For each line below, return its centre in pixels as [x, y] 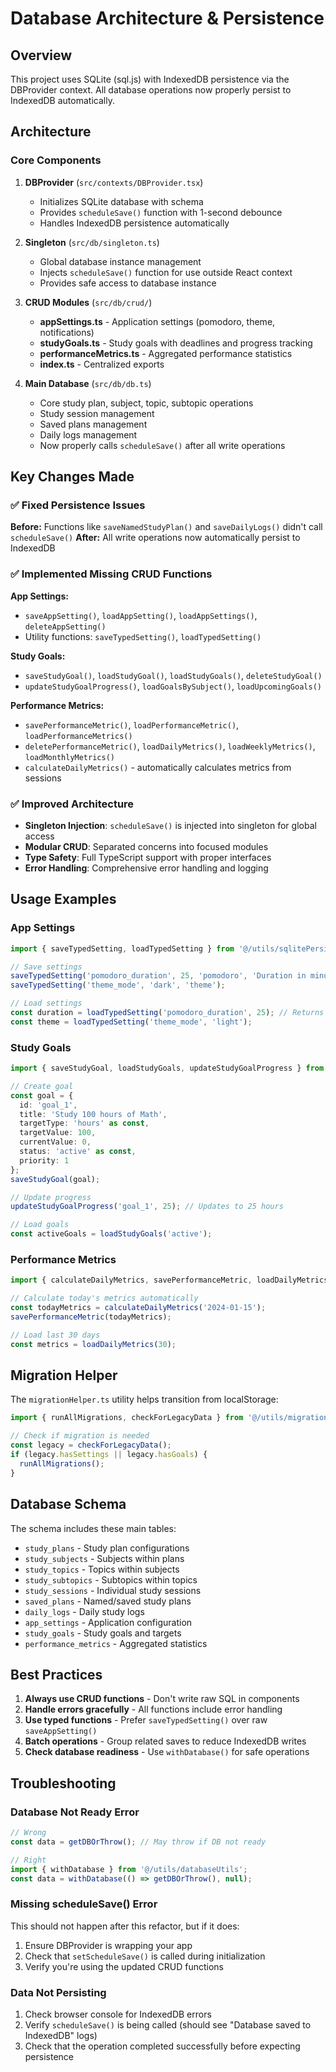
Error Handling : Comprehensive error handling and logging [146, 868]
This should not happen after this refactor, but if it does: [125, 1926]
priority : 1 [44, 1160]
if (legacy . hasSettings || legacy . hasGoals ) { [109, 1455]
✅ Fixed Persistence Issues [78, 505]
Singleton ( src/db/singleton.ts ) [92, 242]
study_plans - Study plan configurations [107, 1548]
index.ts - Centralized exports [102, 364]
